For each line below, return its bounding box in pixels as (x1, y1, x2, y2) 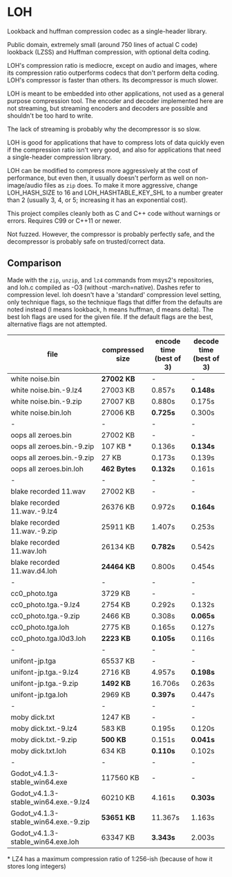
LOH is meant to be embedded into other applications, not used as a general (7, 89, 224, 98)
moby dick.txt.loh (10, 745, 67, 755)
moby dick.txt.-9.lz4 (10, 723, 78, 733)
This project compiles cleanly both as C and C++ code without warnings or (7, 209, 221, 217)
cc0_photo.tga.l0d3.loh (10, 633, 86, 643)
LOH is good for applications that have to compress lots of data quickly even (7, 138, 225, 146)
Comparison (7, 257, 62, 269)
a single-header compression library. (7, 153, 113, 161)
